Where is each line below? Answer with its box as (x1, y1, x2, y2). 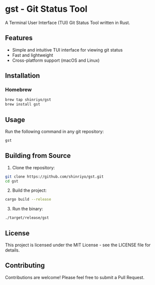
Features (5, 34, 33, 42)
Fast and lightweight (12, 52, 53, 58)
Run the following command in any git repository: (5, 129, 104, 134)
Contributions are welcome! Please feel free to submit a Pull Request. (5, 274, 145, 280)
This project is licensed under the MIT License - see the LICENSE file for (5, 242, 151, 248)
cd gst (5, 179, 19, 183)
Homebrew (5, 86, 32, 93)
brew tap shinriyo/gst (5, 97, 51, 103)
